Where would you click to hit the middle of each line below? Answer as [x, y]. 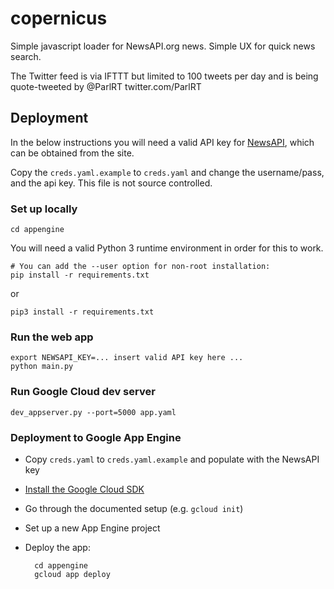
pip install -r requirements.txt [80, 275]
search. [26, 56]
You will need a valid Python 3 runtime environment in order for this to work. [167, 248]
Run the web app [52, 337]
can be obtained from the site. [72, 153]
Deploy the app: [57, 547]
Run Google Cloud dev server [83, 392]
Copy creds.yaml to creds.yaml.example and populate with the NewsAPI [172, 459]
